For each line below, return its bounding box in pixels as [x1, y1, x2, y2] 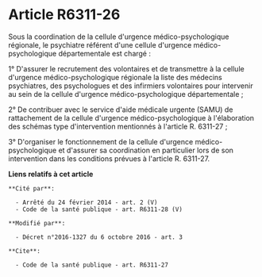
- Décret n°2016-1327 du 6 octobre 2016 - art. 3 [15, 233, 183, 241]
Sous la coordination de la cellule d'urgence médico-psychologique [8, 32, 229, 41]
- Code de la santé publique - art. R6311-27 [15, 260, 169, 269]
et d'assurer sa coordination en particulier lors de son [58, 145, 234, 155]
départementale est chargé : [58, 48, 151, 58]
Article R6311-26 [8, 6, 121, 24]
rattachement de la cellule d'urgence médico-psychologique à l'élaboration [8, 113, 255, 122]
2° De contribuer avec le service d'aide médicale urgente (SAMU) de [8, 105, 233, 114]
